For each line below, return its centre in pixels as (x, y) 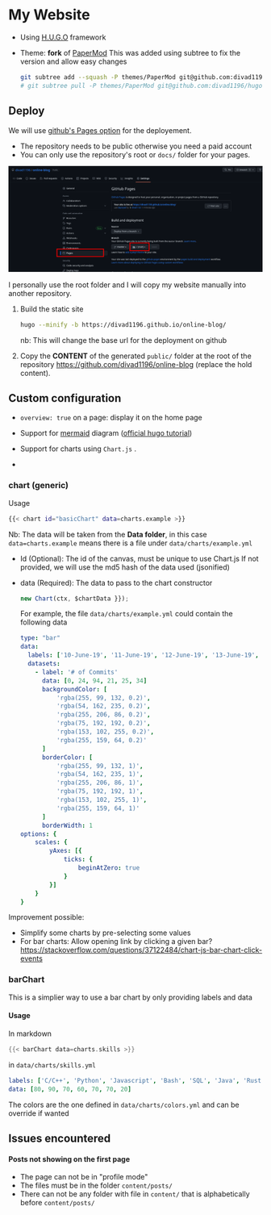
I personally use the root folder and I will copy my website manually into (127, 285)
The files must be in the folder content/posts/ (96, 1186)
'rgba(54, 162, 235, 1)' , (100, 775)
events (31, 958)
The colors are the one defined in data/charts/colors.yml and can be (124, 1104)
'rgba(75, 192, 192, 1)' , (100, 791)
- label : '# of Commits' (77, 672)
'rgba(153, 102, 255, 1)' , (102, 800)
